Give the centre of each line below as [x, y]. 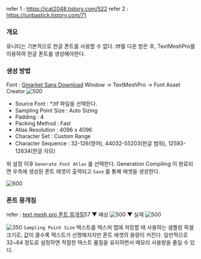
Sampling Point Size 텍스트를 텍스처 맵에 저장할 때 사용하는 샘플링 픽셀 [109, 227]
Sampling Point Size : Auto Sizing [56, 110]
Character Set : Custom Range [53, 136]
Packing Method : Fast [43, 123]
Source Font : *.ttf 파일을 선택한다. [56, 103]
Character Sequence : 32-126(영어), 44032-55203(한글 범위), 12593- [100, 143]
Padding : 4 [29, 117]
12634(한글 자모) [35, 151]
